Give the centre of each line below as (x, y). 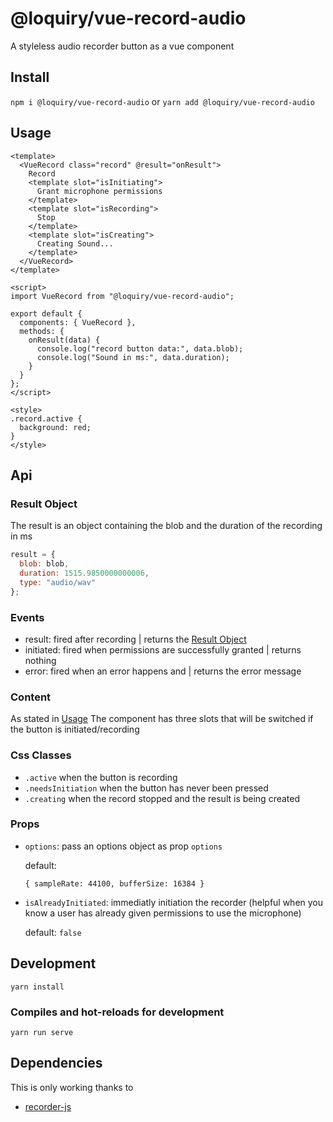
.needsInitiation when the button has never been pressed (146, 788)
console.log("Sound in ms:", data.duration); (133, 357)
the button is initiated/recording (75, 729)
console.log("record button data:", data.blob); (140, 348)
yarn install (37, 987)
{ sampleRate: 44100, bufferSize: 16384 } (114, 883)
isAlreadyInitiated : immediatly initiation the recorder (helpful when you (174, 902)
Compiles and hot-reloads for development (117, 1012)
